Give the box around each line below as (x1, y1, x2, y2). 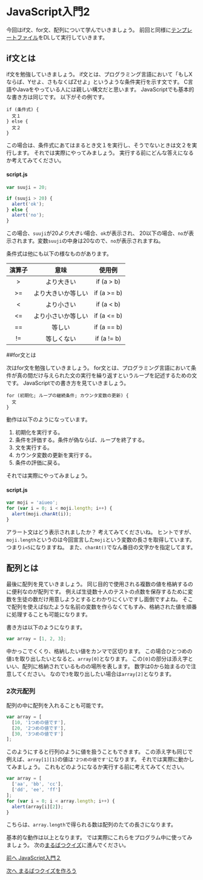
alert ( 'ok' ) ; (12, 201, 45, 207)
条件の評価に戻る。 (15, 459, 64, 467)
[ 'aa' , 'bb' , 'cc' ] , (12, 781, 64, 787)
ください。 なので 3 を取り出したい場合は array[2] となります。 (22, 670, 175, 677)
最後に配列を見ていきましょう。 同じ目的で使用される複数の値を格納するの (6, 580, 194, 587)
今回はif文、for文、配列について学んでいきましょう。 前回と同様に (6, 26, 171, 33)
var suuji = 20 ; (6, 184, 47, 191)
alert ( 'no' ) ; (12, 212, 45, 218)
